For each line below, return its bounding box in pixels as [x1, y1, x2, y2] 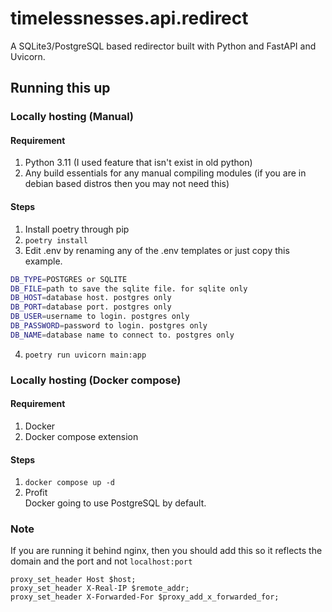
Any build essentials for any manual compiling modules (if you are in [24, 167, 307, 179]
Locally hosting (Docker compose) [10, 373, 182, 387]
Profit [24, 487, 48, 499]
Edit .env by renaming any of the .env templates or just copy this [24, 244, 290, 256]
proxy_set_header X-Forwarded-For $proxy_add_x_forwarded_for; [10, 592, 280, 602]
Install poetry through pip [24, 223, 130, 235]
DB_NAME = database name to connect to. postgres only [10, 330, 235, 340]
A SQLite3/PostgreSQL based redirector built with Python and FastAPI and [10, 40, 317, 52]
